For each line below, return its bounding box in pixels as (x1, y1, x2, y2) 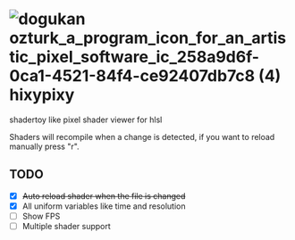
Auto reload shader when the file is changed (21, 190, 186, 201)
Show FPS (21, 211, 61, 221)
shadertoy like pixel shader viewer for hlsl (9, 114, 163, 125)
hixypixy (9, 85, 75, 105)
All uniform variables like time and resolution (21, 201, 186, 211)
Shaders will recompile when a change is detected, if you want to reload (9, 131, 275, 142)
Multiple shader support (21, 220, 112, 231)
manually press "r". (9, 141, 80, 152)
